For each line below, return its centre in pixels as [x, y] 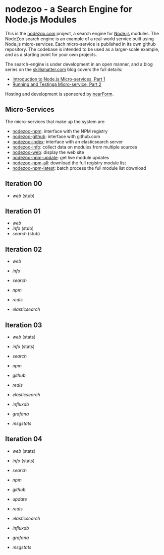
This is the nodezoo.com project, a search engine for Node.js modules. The [82, 33]
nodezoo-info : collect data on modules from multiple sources [75, 147]
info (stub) [23, 228]
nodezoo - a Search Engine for [69, 9]
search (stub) [26, 234]
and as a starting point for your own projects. [51, 54]
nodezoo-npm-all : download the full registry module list [69, 163]
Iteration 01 [23, 211]
